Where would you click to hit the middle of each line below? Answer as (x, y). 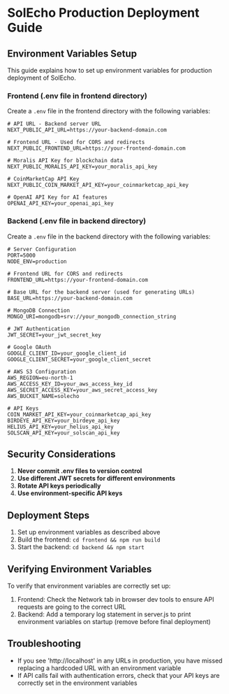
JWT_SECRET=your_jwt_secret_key (54, 335)
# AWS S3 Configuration (42, 371)
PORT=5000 (22, 255)
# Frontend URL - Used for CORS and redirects (76, 142)
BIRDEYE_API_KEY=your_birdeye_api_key (64, 420)
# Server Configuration (42, 249)
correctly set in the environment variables (77, 683)
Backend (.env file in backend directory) (77, 221)
